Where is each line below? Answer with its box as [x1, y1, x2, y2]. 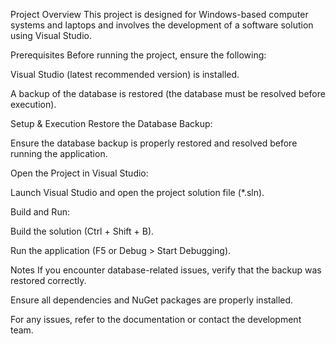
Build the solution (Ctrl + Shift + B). [10, 225, 155, 237]
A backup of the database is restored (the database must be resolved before [10, 88, 326, 99]
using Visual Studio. [10, 30, 92, 41]
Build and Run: [10, 206, 70, 218]
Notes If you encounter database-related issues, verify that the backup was [10, 264, 322, 276]
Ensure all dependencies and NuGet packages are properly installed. [10, 294, 294, 306]
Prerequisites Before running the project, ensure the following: [10, 49, 267, 61]
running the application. [10, 148, 108, 159]
